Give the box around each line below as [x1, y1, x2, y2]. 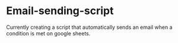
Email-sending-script [6, 4, 114, 18]
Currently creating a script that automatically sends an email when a [6, 24, 173, 31]
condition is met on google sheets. [6, 29, 91, 37]
